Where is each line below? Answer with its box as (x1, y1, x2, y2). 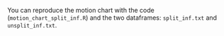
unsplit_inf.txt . (7, 21, 57, 29)
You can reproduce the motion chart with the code (7, 6, 155, 14)
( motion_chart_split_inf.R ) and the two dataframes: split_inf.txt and (7, 13, 218, 22)
